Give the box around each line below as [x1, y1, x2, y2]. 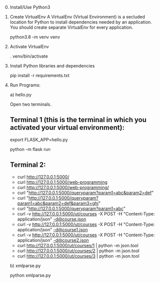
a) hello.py [9, 92, 32, 97]
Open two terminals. [9, 101, 52, 107]
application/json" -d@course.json [17, 216, 86, 222]
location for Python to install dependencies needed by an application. [9, 19, 153, 25]
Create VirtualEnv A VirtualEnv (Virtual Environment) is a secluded [9, 14, 145, 19]
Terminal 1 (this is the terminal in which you [9, 116, 147, 124]
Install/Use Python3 [9, 4, 51, 10]
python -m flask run [9, 146, 51, 152]
